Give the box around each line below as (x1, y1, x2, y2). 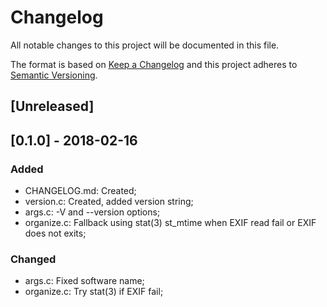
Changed (10, 252, 57, 266)
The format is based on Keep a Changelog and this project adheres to (10, 58, 298, 70)
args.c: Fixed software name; (24, 275, 145, 287)
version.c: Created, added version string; (24, 196, 194, 208)
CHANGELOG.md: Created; (24, 185, 137, 197)
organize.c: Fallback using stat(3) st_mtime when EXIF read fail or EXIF (24, 217, 317, 229)
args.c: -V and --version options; (24, 206, 161, 218)
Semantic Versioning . (10, 69, 98, 81)
